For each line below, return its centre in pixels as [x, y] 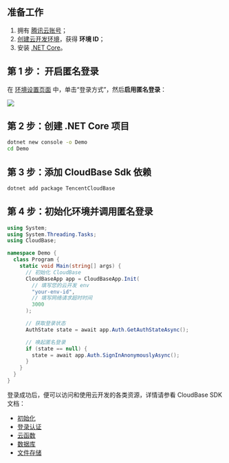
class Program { [36, 260]
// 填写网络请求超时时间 [62, 298]
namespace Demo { [32, 253]
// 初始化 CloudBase [53, 272]
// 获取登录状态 [45, 324]
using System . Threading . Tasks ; [52, 234]
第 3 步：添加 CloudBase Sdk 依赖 [79, 172]
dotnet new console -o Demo [47, 142]
